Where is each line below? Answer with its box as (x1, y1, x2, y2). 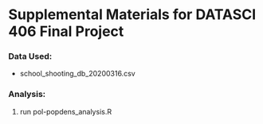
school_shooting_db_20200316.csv (19, 69, 135, 79)
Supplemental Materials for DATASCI (8, 6, 257, 24)
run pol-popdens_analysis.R (19, 107, 112, 116)
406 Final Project (8, 22, 124, 41)
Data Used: (8, 51, 53, 62)
